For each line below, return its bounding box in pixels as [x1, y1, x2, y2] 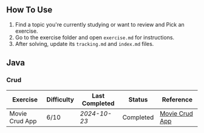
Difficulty [46, 95, 75, 103]
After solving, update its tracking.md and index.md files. [15, 40, 154, 47]
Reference [161, 95, 193, 103]
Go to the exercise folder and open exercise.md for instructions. [15, 33, 175, 41]
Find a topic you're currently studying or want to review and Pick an [15, 21, 185, 28]
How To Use [6, 5, 53, 15]
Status [128, 95, 148, 103]
